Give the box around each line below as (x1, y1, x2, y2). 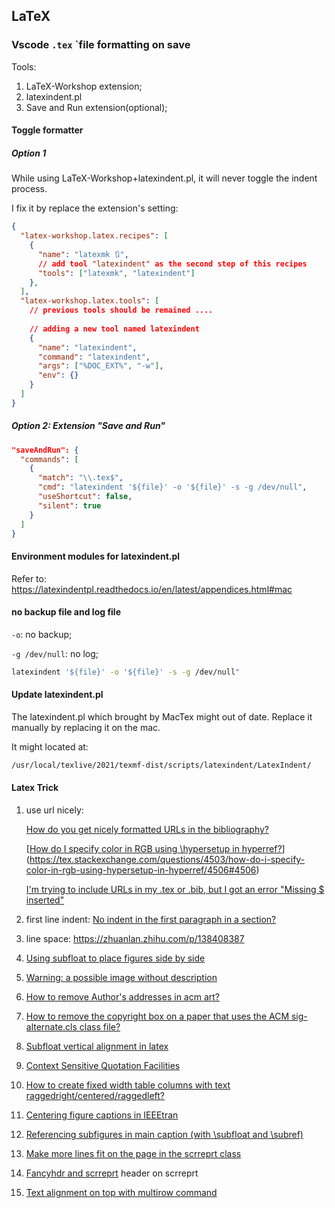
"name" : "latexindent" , (37, 342, 138, 353)
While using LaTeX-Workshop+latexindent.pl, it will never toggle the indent (11, 172, 318, 184)
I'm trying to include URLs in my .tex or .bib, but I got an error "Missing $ (25, 884, 325, 896)
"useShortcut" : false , (37, 492, 133, 502)
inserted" (25, 894, 65, 906)
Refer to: (11, 572, 47, 584)
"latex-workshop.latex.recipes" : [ (20, 231, 169, 241)
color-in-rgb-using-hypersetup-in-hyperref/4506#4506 (25, 864, 257, 876)
